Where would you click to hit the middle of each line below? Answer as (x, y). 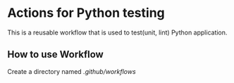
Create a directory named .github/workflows (72, 71)
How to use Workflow (55, 55)
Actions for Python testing (86, 13)
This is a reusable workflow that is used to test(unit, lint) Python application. (117, 32)
